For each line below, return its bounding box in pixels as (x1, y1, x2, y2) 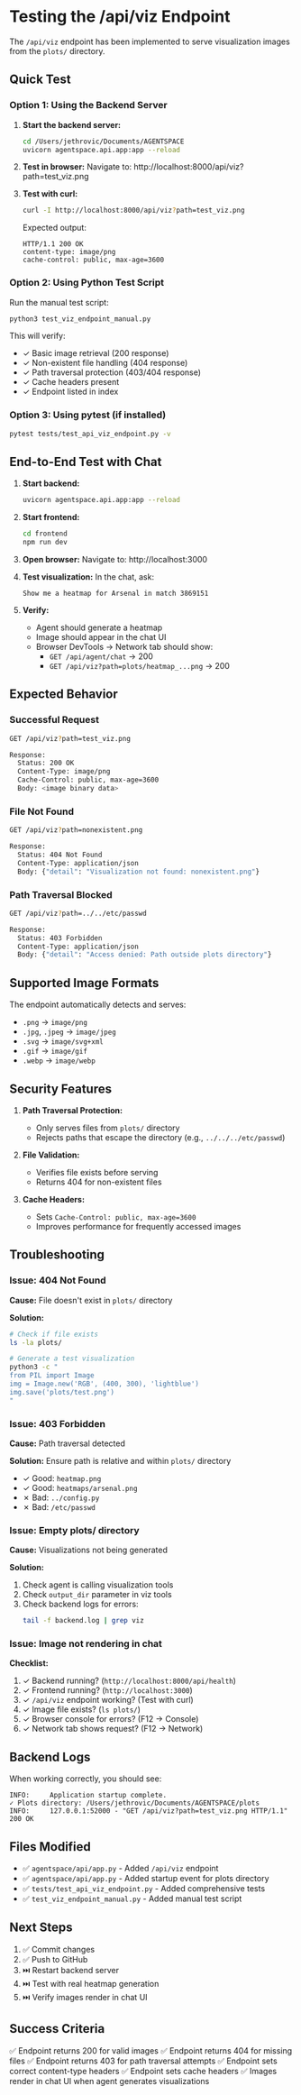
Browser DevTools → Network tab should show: (35, 642, 214, 653)
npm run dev (22, 538, 68, 547)
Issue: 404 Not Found (9, 1274, 106, 1286)
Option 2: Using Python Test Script (9, 277, 165, 289)
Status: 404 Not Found (17, 850, 103, 860)
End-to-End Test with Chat (9, 453, 162, 470)
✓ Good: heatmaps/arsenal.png (22, 1482, 138, 1493)
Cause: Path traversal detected (9, 1438, 126, 1449)
